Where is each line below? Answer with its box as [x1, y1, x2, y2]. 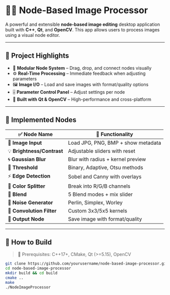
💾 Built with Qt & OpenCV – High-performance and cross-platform [12, 96, 152, 102]
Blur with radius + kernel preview [68, 155, 146, 162]
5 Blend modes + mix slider [68, 191, 133, 198]
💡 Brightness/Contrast [8, 147, 63, 154]
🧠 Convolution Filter [8, 207, 57, 214]
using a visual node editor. [5, 32, 60, 38]
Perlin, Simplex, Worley [68, 199, 123, 206]
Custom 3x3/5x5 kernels [68, 207, 127, 214]
